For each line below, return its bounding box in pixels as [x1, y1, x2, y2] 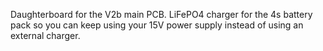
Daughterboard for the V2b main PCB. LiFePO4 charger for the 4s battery [10, 9, 313, 20]
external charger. [10, 30, 81, 41]
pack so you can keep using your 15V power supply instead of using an [10, 19, 304, 31]
